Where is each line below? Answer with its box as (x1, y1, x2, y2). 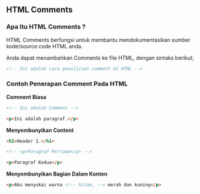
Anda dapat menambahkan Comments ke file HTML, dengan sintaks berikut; (6, 54, 194, 61)
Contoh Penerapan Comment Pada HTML (6, 80, 128, 88)
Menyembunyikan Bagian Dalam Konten (6, 170, 107, 178)
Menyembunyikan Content (6, 127, 74, 134)
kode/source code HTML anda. (6, 42, 83, 50)
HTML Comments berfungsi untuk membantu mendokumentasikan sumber (6, 36, 191, 44)
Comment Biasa (6, 93, 47, 100)
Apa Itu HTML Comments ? (6, 23, 86, 31)
